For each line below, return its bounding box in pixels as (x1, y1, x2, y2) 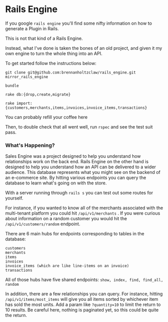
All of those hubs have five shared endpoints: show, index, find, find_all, (5, 277, 163, 283)
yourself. (5, 195, 24, 201)
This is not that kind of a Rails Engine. (5, 35, 83, 41)
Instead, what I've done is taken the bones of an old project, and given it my (5, 45, 162, 51)
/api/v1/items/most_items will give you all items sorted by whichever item (5, 296, 158, 302)
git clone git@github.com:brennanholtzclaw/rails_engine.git (5, 70, 136, 75)
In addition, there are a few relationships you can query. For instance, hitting (5, 291, 163, 297)
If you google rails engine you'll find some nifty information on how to (5, 20, 152, 26)
